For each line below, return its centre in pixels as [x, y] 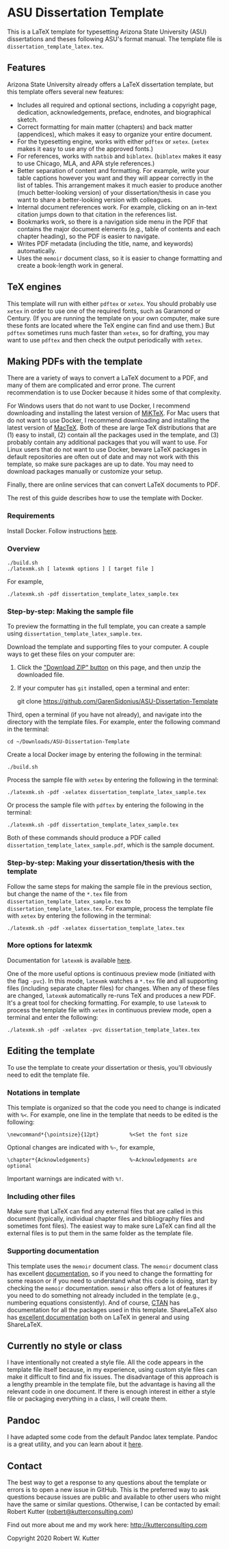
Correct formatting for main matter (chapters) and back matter [105, 127]
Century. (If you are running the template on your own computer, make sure [113, 318]
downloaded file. [41, 675]
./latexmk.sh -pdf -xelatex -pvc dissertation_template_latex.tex [104, 1030]
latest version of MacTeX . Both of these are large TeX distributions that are [112, 428]
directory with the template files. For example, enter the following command [114, 722]
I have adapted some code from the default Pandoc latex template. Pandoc [112, 1437]
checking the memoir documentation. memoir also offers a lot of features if [110, 1288]
